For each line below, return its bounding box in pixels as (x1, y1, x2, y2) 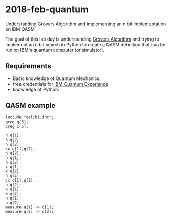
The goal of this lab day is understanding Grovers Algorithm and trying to (5, 36, 160, 42)
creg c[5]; (5, 124, 29, 129)
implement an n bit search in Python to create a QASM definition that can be (5, 41, 166, 47)
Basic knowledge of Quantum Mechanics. (12, 75, 101, 82)
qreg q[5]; (5, 119, 29, 124)
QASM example (5, 101, 56, 110)
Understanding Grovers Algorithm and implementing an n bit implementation (5, 21, 166, 27)
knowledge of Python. (12, 86, 60, 92)
